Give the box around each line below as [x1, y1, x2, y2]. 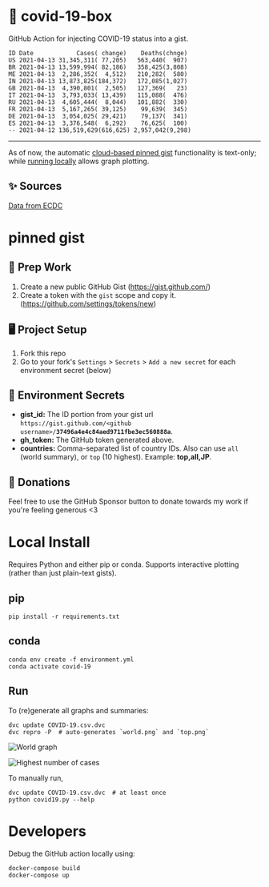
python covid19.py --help [8, 796, 94, 804]
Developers [8, 822, 86, 840]
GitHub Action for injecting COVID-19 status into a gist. [8, 34, 189, 43]
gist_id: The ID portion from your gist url [19, 410, 154, 419]
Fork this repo [19, 348, 66, 358]
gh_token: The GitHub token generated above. [19, 435, 175, 445]
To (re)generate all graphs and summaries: [8, 705, 149, 715]
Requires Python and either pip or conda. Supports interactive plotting [8, 560, 239, 569]
